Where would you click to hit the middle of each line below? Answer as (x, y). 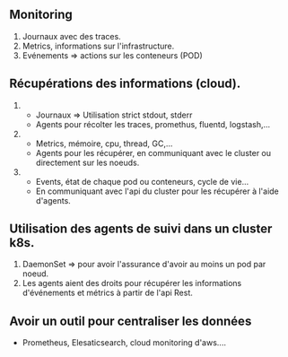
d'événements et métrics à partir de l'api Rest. (107, 293)
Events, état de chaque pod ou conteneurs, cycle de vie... (142, 181)
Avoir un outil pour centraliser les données (131, 321)
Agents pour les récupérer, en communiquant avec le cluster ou (153, 152)
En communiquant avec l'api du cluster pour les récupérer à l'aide (157, 191)
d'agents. (53, 200)
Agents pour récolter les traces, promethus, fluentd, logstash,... (153, 124)
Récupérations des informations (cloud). (125, 84)
